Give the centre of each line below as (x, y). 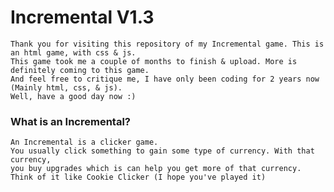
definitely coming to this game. (80, 70)
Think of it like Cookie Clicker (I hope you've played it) (138, 177)
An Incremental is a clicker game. (84, 142)
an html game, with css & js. (73, 52)
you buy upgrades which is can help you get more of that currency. (156, 169)
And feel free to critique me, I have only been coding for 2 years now (165, 79)
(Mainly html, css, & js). (66, 87)
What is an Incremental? (70, 121)
